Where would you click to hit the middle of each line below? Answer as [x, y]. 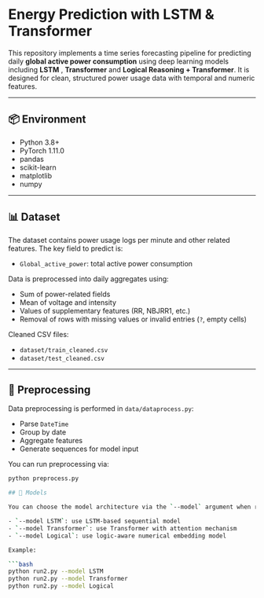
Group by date [43, 432]
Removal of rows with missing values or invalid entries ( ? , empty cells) [133, 319]
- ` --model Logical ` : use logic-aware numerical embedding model [117, 536]
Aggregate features [51, 441]
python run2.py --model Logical [61, 586]
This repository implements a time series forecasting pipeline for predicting [130, 53]
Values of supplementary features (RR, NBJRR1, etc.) [105, 310]
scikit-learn [38, 167]
